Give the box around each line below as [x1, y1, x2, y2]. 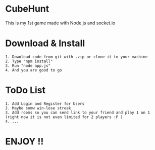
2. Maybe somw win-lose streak [5, 105, 71, 110]
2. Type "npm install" [5, 59, 53, 64]
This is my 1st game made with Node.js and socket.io [5, 20, 116, 26]
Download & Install [5, 37, 85, 49]
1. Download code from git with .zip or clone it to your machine [5, 54, 148, 59]
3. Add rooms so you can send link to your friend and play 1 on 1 [5, 110, 150, 115]
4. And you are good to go [5, 67, 62, 72]
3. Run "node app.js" [5, 63, 51, 68]
